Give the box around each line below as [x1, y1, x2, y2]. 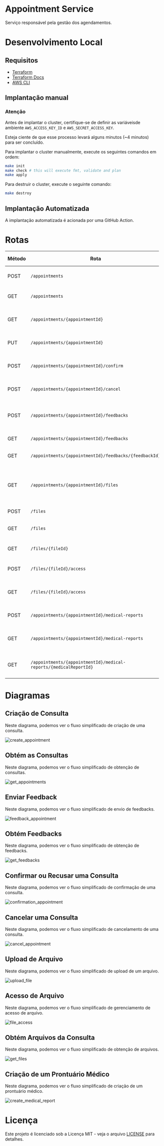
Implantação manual [5, 94, 69, 102]
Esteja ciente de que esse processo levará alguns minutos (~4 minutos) [5, 134, 149, 140]
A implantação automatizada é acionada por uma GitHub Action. [5, 217, 134, 223]
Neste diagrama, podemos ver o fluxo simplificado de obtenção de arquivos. [5, 1046, 159, 1052]
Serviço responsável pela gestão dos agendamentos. [5, 20, 112, 25]
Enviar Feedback [5, 793, 57, 801]
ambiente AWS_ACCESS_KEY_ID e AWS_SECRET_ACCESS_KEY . [5, 125, 115, 131]
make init [5, 163, 25, 168]
